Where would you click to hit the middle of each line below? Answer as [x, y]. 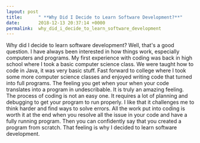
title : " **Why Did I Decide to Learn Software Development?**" [95, 17]
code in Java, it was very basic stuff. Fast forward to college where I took [96, 71]
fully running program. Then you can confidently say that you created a [94, 121]
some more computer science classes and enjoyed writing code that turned [99, 77]
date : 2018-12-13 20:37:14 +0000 [56, 23]
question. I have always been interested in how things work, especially [93, 52]
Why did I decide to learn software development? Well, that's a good [90, 45]
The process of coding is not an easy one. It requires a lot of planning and [97, 96]
